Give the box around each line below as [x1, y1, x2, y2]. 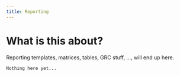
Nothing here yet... [6, 65, 57, 71]
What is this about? [6, 34, 104, 47]
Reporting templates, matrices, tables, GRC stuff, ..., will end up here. [6, 54, 175, 61]
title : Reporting [6, 8, 49, 15]
